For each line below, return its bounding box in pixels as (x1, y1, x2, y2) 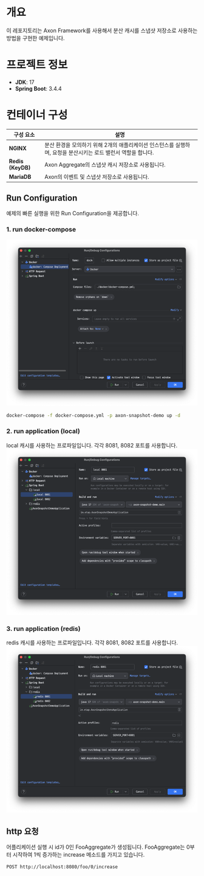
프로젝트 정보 (6, 58, 68, 72)
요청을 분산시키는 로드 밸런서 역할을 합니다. (52, 148, 154, 156)
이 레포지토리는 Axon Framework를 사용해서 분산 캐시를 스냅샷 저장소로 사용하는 (6, 27, 198, 34)
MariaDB (8, 173, 32, 180)
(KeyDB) (8, 164, 31, 171)
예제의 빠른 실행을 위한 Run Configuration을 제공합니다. (6, 210, 140, 217)
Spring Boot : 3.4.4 (15, 84, 62, 92)
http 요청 (6, 826, 39, 836)
